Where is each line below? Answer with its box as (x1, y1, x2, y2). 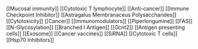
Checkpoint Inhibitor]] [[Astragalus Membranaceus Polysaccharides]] (6, 11, 177, 18)
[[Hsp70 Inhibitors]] (6, 37, 55, 43)
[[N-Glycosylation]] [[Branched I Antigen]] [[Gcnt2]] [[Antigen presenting (6, 24, 186, 31)
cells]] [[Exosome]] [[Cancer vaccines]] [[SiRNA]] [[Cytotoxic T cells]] (6, 30, 178, 37)
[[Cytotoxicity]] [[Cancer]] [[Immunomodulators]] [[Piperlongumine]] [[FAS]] (6, 18, 193, 24)
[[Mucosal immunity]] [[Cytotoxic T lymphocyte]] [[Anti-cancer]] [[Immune (6, 5, 189, 12)
